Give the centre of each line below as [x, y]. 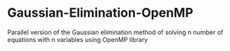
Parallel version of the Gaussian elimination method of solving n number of [115, 32]
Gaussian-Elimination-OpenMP [100, 13]
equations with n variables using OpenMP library [78, 39]
